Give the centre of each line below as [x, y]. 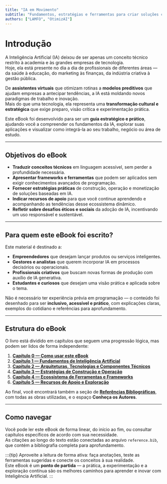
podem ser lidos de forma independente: [47, 346]
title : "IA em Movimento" [32, 10]
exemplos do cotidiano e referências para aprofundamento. [66, 308]
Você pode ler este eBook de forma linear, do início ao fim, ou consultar [79, 429]
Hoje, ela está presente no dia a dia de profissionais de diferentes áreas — [81, 68]
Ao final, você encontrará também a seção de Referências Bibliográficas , [81, 391]
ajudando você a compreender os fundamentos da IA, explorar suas [75, 124]
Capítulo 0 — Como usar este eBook [50, 356]
